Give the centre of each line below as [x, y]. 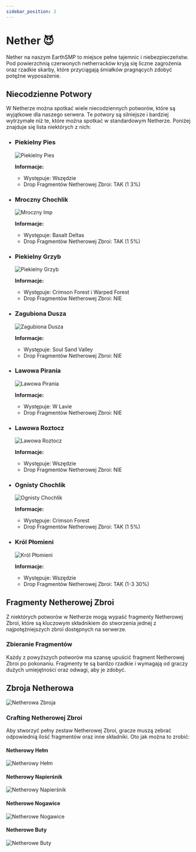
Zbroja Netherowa [40, 688]
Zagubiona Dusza [40, 314]
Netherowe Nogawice [33, 803]
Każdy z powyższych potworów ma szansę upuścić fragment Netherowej [95, 657]
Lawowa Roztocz [39, 428]
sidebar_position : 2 [31, 11]
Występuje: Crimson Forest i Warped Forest [76, 292]
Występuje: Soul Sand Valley [58, 349]
